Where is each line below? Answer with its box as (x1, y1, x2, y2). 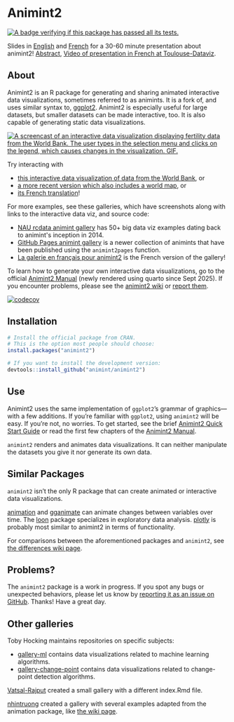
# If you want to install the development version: (7, 360, 161, 367)
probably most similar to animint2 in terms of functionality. (7, 523, 176, 531)
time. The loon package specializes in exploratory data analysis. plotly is (7, 515, 216, 523)
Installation (7, 316, 57, 328)
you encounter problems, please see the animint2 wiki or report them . (7, 281, 209, 290)
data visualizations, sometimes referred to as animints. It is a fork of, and (7, 95, 217, 104)
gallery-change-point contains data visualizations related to (17, 665, 190, 674)
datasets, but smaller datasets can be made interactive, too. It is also (7, 110, 205, 119)
